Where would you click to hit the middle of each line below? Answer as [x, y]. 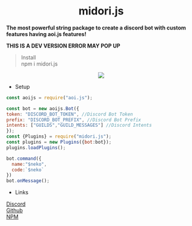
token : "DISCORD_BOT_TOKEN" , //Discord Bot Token [70, 114]
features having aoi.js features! [46, 34]
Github [14, 210]
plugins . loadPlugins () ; [36, 148]
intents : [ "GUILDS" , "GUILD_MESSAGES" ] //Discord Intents [79, 125]
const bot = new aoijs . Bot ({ [43, 108]
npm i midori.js [39, 64]
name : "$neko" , [29, 164]
